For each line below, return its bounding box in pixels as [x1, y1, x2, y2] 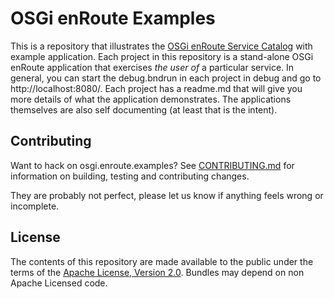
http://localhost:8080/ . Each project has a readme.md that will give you [10, 82, 303, 94]
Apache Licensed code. [10, 277, 108, 289]
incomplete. [10, 200, 60, 212]
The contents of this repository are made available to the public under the [10, 255, 314, 267]
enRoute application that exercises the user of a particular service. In [10, 61, 295, 73]
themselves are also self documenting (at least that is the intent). [10, 103, 278, 116]
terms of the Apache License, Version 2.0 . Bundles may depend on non [10, 266, 305, 278]
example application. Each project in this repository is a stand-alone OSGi [10, 50, 314, 62]
